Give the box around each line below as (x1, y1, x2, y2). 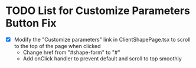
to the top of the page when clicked (14, 43, 101, 49)
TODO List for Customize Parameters (5, 4, 190, 18)
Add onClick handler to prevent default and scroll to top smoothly (22, 55, 182, 62)
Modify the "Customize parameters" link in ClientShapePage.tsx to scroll (14, 36, 191, 43)
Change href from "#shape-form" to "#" (22, 49, 120, 56)
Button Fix (5, 16, 57, 30)
